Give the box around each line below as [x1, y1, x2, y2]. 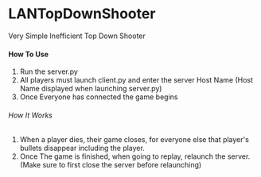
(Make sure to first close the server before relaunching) [19, 160, 202, 170]
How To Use [8, 49, 49, 59]
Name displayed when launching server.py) [19, 84, 162, 94]
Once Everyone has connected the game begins [19, 92, 178, 102]
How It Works [8, 110, 53, 120]
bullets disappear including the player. [19, 144, 145, 153]
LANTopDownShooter [8, 5, 156, 23]
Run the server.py [19, 67, 78, 76]
